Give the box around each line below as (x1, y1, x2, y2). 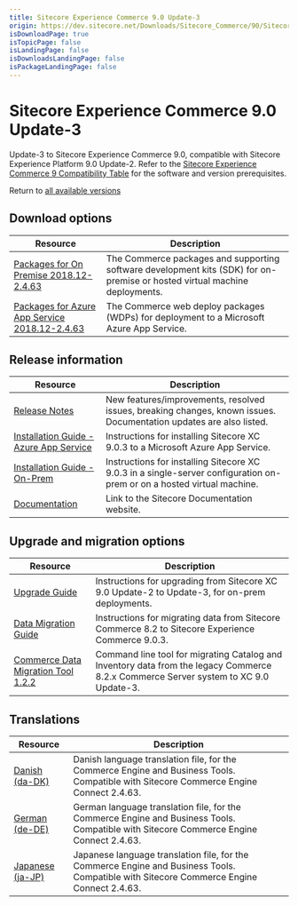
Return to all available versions (9, 185, 122, 195)
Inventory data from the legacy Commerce (95, 659, 272, 672)
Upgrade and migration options (9, 534, 185, 549)
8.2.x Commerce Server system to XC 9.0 (95, 671, 270, 683)
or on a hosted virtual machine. (129, 478, 259, 490)
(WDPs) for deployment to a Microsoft (106, 311, 265, 323)
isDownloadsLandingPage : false (9, 54, 125, 63)
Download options (9, 211, 113, 226)
